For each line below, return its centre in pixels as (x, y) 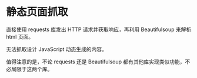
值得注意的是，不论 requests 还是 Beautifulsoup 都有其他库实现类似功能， (96, 62)
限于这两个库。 (34, 69)
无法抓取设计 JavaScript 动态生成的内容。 (57, 49)
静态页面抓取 (37, 12)
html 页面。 (20, 36)
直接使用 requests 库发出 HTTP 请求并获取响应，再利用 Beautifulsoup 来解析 (99, 29)
